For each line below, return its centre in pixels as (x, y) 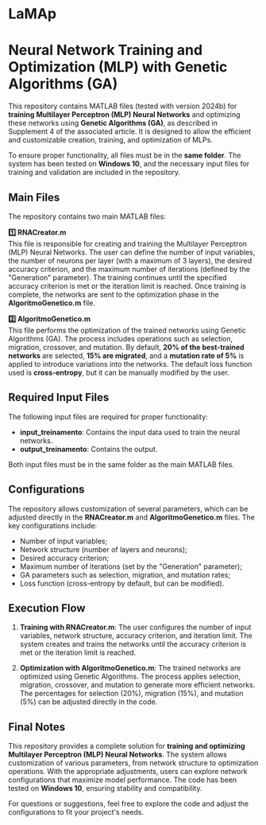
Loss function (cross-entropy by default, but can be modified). (122, 583)
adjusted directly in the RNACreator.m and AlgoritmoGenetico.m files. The (132, 517)
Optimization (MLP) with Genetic (118, 67)
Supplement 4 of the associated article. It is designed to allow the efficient (130, 131)
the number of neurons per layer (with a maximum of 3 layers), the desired (130, 260)
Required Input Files (59, 397)
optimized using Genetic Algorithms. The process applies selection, (130, 676)
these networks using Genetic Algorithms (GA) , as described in (113, 123)
